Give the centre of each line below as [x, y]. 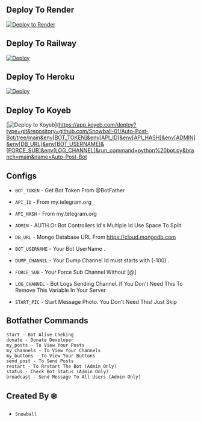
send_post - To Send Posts [40, 361]
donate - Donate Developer [40, 340]
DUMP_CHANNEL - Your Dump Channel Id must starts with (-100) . [92, 260]
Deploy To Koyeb [39, 110]
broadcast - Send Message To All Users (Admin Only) [74, 377]
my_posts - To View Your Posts [45, 345]
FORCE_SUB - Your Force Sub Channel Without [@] [76, 272]
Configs [22, 176]
